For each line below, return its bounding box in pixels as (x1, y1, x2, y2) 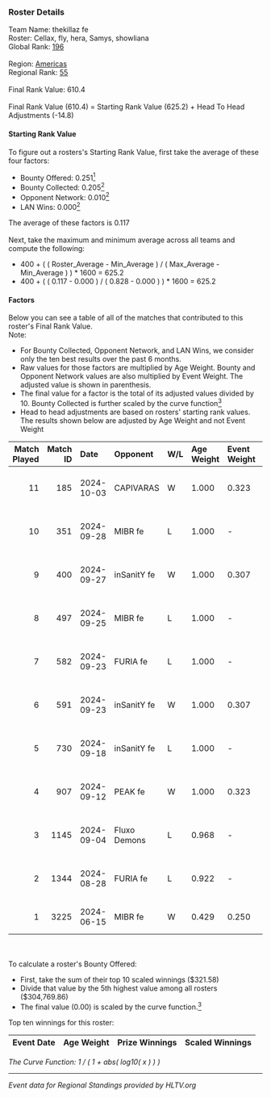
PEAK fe (114, 786, 145, 797)
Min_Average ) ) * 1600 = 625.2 (19, 268, 124, 278)
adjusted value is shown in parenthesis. (19, 380, 152, 390)
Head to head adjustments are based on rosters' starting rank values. (19, 407, 251, 417)
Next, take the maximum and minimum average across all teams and (8, 235, 236, 245)
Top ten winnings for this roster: (8, 1017, 115, 1027)
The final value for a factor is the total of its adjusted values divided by (19, 388, 254, 398)
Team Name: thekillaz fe (8, 25, 89, 35)
